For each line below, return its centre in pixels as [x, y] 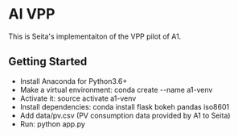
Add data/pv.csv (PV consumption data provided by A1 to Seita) [125, 115]
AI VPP [32, 14]
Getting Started [48, 62]
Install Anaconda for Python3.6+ [74, 81]
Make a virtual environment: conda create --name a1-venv [116, 89]
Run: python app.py [53, 124]
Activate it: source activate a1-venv [78, 98]
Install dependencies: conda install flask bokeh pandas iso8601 [125, 106]
